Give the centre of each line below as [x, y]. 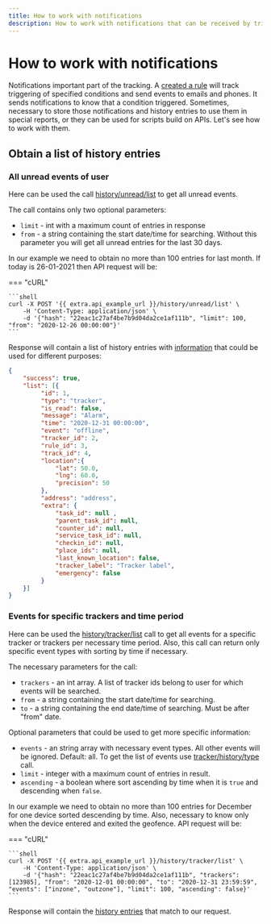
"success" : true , [52, 378]
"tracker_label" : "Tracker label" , [115, 565]
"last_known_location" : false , [108, 558]
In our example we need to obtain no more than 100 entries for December [130, 806]
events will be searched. [60, 691]
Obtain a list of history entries [85, 154]
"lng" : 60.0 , [77, 476]
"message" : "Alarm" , [75, 416]
